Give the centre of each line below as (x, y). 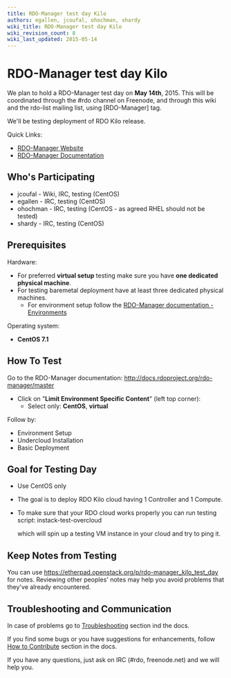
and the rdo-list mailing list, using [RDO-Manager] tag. (84, 108)
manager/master (31, 385)
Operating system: (34, 325)
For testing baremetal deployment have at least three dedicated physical (120, 290)
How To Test (35, 361)
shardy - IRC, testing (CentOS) (61, 223)
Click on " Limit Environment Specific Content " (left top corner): (109, 398)
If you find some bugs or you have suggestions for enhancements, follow (111, 638)
